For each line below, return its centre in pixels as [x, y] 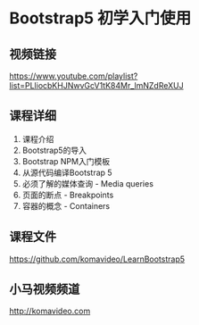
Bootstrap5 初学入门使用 [100, 18]
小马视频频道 [45, 290]
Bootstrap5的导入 [54, 150]
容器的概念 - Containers [66, 205]
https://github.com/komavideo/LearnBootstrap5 [97, 259]
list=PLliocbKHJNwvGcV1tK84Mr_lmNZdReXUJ [97, 85]
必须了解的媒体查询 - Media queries [88, 183]
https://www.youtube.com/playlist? [74, 76]
